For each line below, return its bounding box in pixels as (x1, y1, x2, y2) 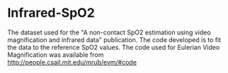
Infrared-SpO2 (7, 5, 96, 21)
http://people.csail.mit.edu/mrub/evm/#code (7, 58, 137, 66)
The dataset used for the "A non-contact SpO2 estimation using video (7, 28, 211, 36)
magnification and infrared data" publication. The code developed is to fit (7, 35, 222, 44)
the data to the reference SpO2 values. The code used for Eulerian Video (7, 43, 220, 51)
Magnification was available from (7, 51, 104, 59)
